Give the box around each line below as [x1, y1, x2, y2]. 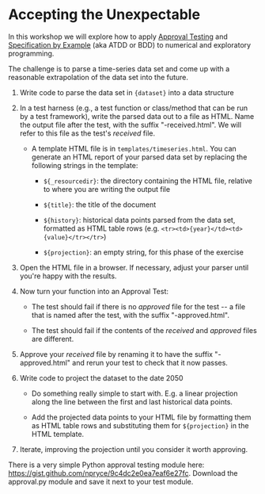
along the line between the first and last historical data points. [31, 396, 233, 406]
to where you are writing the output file [43, 184, 171, 193]
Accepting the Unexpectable [8, 6, 200, 24]
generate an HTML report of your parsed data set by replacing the [31, 152, 248, 162]
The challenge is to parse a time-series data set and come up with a [8, 63, 230, 73]
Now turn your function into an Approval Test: [19, 286, 168, 296]
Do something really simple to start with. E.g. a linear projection [31, 389, 239, 398]
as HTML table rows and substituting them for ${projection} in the [31, 420, 249, 430]
